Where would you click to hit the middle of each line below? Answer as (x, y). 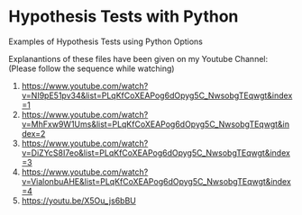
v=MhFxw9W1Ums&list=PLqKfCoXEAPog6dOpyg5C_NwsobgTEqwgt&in (156, 124)
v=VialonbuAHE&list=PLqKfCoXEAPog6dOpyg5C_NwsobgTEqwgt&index (156, 181)
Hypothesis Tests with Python (124, 17)
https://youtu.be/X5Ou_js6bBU (78, 201)
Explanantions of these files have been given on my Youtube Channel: (138, 58)
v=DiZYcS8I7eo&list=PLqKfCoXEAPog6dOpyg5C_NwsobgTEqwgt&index (156, 152)
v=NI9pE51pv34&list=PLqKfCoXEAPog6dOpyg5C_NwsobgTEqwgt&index (157, 95)
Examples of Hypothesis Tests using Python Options (106, 41)
